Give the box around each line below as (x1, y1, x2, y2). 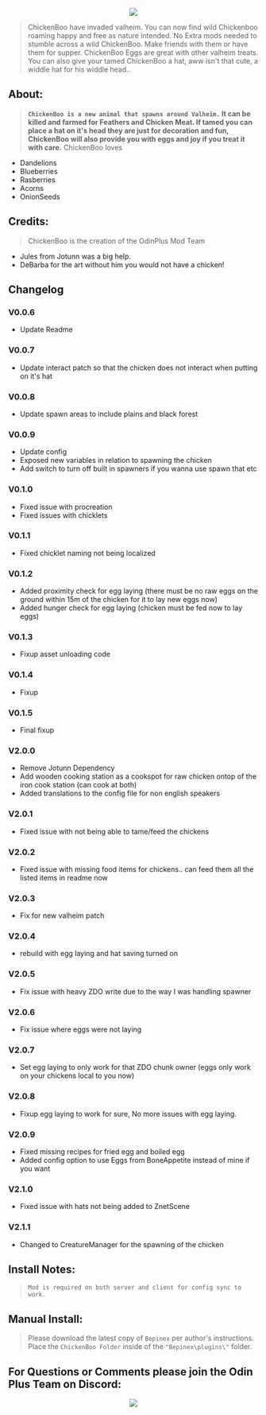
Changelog (8, 283, 64, 297)
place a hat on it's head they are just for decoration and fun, (27, 126, 229, 135)
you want (19, 1164, 51, 1173)
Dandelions (19, 157, 57, 167)
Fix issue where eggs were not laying (19, 1024, 142, 1034)
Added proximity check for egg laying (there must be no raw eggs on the (19, 586, 258, 596)
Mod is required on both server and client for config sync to (27, 1284, 242, 1292)
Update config (19, 447, 67, 457)
